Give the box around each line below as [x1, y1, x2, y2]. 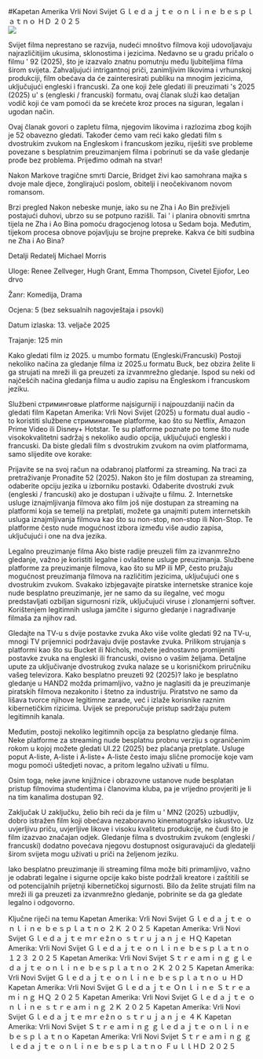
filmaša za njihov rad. [8, 613, 77, 623]
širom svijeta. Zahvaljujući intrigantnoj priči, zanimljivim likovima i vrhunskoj [8, 65, 252, 75]
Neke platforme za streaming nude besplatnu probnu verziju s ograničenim [8, 736, 250, 744]
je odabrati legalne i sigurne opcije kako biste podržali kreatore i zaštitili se [8, 873, 250, 882]
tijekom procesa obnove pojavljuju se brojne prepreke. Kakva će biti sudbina [8, 228, 255, 237]
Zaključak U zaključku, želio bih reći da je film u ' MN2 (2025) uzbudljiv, [8, 808, 239, 816]
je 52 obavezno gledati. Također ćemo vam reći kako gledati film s [8, 130, 222, 140]
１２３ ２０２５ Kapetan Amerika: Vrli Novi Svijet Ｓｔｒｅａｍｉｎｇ [8, 953, 232, 962]
